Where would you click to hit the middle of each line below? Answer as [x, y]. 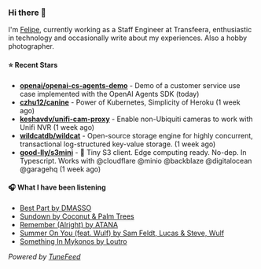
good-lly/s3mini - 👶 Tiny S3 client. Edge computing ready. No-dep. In [133, 152]
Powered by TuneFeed [44, 256]
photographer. [31, 46]
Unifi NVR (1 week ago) [57, 127]
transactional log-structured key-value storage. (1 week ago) [118, 144]
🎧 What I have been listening [57, 187]
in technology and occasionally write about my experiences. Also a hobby [128, 38]
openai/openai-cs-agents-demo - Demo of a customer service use [130, 85]
